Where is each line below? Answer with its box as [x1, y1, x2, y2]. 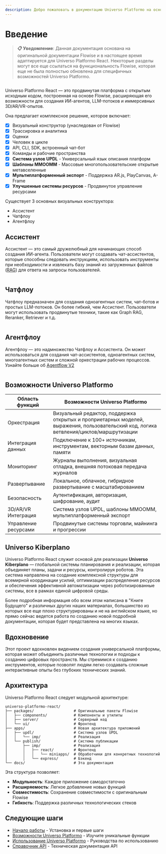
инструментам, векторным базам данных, [52, 443, 155, 450]
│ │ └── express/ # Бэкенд [5, 756, 92, 761]
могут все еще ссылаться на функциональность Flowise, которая [17, 63, 156, 69]
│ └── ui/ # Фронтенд [5, 721, 96, 726]
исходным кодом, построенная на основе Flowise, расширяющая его [5, 93, 152, 99]
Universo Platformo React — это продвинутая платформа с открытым [5, 87, 151, 93]
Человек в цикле [12, 139, 48, 145]
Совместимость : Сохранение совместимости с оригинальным [12, 789, 147, 795]
